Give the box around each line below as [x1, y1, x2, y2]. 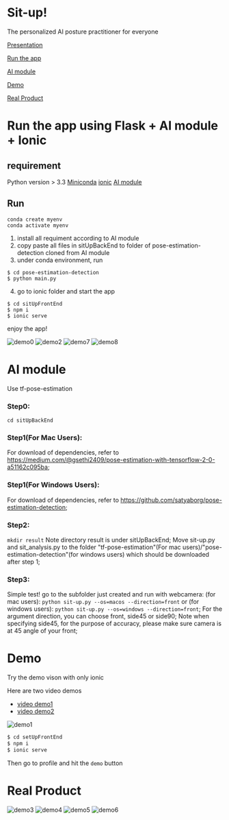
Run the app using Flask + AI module [7, 118, 219, 134]
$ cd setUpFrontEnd [7, 734, 63, 741]
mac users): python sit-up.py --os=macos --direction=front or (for [7, 598, 200, 606]
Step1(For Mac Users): [7, 433, 83, 442]
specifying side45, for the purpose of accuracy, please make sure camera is [7, 619, 222, 628]
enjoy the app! [7, 324, 48, 333]
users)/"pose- [182, 543, 222, 551]
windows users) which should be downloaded [79, 550, 210, 558]
